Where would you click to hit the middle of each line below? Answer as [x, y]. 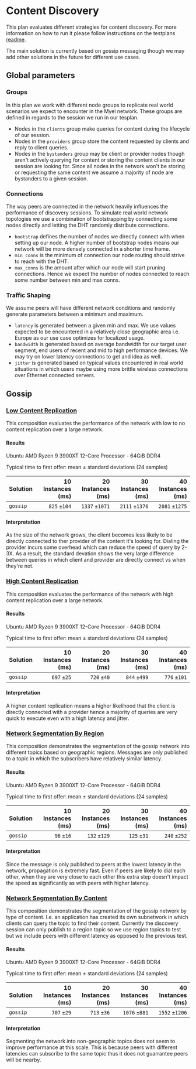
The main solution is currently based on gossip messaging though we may [95, 50]
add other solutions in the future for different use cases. [73, 57]
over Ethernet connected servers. [55, 375]
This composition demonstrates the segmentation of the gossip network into [98, 746]
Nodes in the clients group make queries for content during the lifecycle [102, 129]
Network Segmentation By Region [55, 733]
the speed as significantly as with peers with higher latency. [78, 883]
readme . [16, 39]
